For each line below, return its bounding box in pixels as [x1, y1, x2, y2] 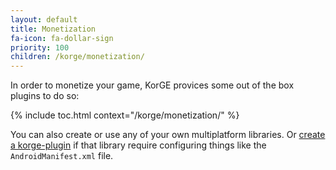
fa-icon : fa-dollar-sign [10, 33, 114, 43]
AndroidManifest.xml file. [10, 150, 114, 162]
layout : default [10, 14, 78, 25]
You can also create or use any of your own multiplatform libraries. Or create [10, 129, 326, 141]
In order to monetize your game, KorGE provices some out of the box [10, 79, 295, 91]
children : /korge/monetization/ [10, 52, 145, 62]
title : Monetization [10, 24, 97, 34]
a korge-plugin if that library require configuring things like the [10, 139, 267, 151]
